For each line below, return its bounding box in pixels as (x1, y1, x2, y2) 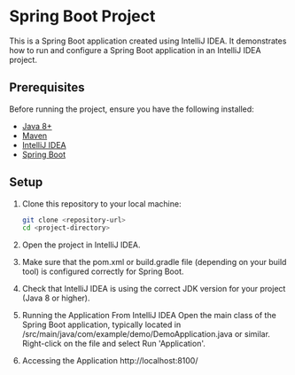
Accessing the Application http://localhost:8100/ (21, 355, 198, 366)
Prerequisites (9, 80, 85, 95)
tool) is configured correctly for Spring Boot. (21, 266, 184, 277)
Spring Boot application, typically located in (21, 319, 182, 330)
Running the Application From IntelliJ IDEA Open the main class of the (21, 310, 276, 321)
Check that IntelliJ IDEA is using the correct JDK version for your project (21, 284, 286, 294)
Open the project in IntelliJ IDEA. (21, 239, 141, 250)
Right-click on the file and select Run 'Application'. (21, 339, 206, 349)
